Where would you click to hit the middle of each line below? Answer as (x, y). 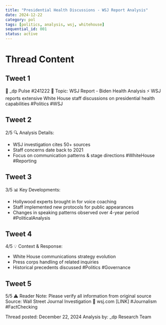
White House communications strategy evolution (64, 257)
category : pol (21, 20)
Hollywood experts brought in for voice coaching (64, 201)
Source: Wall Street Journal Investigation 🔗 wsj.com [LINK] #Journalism (81, 301)
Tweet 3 (19, 177)
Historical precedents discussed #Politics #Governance (72, 267)
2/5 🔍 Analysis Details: (30, 132)
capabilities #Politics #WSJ (34, 104)
